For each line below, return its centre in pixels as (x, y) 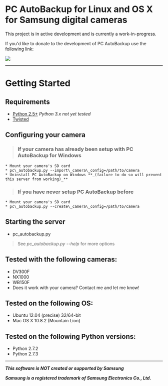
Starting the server (35, 222)
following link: (19, 49)
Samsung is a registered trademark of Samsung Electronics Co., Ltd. (78, 378)
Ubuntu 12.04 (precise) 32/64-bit (46, 315)
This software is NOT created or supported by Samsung (64, 368)
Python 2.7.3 (25, 354)
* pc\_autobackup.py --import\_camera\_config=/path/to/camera (72, 170)
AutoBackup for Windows (49, 156)
